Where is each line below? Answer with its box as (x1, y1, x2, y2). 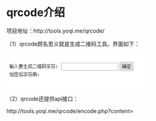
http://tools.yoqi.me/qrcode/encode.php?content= (6, 107, 134, 114)
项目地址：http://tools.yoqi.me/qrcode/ (6, 27, 105, 34)
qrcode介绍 (6, 6, 66, 20)
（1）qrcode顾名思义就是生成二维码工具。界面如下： (6, 40, 140, 47)
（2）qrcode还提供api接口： (6, 95, 79, 102)
